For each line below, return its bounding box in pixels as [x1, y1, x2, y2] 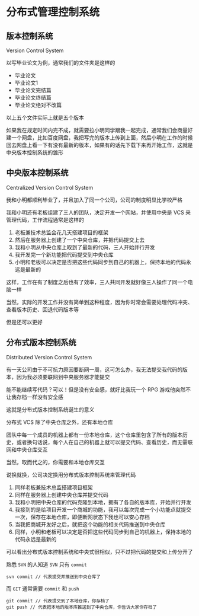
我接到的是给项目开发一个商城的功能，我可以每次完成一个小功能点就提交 [14, 506, 191, 513]
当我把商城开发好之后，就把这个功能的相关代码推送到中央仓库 [14, 521, 166, 528]
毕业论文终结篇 [14, 94, 52, 101]
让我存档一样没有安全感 [6, 393, 63, 400]
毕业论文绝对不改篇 [14, 101, 62, 108]
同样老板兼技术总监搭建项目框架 [14, 484, 93, 491]
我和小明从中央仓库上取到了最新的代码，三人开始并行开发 [14, 244, 155, 251]
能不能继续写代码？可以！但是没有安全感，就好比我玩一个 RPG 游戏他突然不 [6, 386, 191, 393]
